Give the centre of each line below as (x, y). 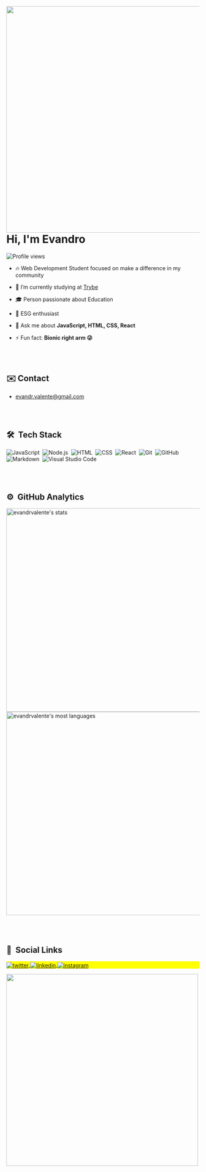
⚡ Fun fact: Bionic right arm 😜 (54, 337)
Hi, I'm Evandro (46, 239)
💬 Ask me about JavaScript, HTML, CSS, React (75, 325)
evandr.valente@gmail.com (50, 396)
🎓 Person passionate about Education (64, 299)
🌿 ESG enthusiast (37, 313)
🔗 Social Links (34, 950)
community (29, 275)
